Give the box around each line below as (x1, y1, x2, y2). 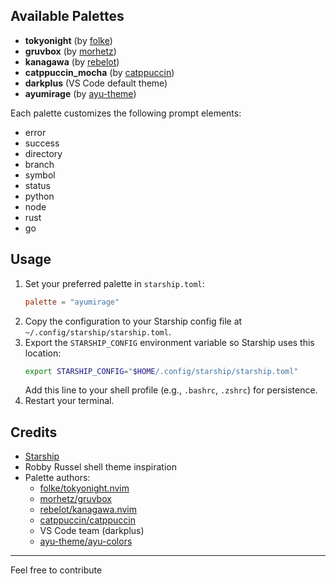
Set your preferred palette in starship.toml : (24, 277, 205, 289)
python (24, 190, 55, 202)
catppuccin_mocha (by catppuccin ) (24, 66, 175, 78)
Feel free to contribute (10, 564, 103, 576)
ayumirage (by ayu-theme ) (24, 87, 137, 99)
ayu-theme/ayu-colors (39, 535, 133, 548)
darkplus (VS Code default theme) (24, 77, 168, 89)
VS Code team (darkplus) (39, 525, 145, 537)
